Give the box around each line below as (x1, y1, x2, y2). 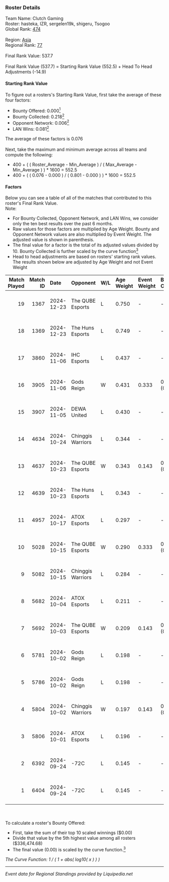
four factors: (5, 97, 31, 103)
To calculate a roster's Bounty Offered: (5, 820, 86, 826)
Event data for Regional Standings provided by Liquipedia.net (5, 870, 133, 876)
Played (8, 282, 25, 289)
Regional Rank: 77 (5, 42, 43, 48)
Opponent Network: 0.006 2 (12, 119, 69, 126)
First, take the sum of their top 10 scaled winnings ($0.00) (12, 829, 132, 836)
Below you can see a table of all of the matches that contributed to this (5, 195, 152, 201)
